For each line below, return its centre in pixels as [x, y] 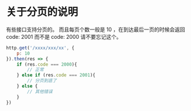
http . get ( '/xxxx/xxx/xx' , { [40, 48]
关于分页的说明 [42, 12]
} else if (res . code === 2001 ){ [56, 75]
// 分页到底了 [42, 81]
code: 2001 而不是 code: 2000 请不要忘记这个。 [64, 36]
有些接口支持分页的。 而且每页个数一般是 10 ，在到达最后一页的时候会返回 [96, 29]
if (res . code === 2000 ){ [47, 64]
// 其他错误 [40, 92]
